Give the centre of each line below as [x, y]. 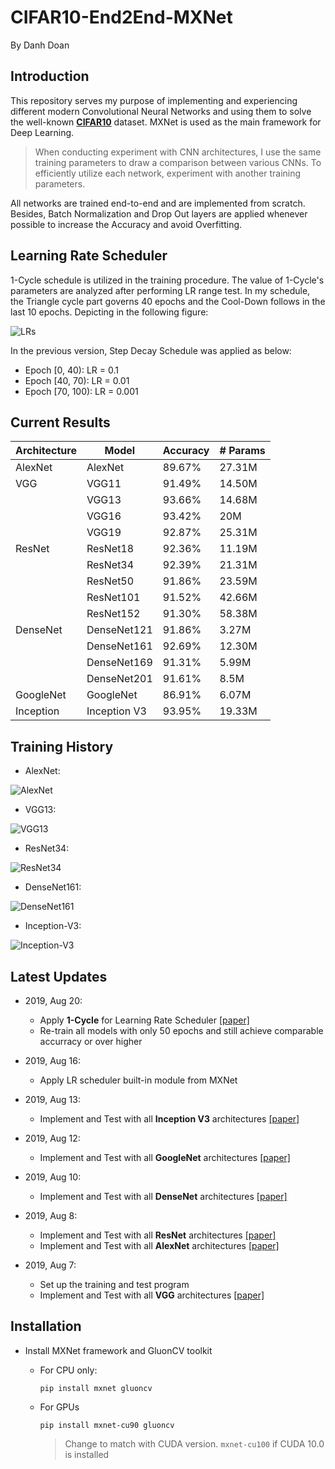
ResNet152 [113, 614]
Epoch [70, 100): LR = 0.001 [81, 391]
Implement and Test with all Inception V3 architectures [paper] [169, 1119]
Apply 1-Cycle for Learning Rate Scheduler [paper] [144, 1020]
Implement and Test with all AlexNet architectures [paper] [159, 1245]
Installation [46, 1326]
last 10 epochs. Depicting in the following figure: [109, 312]
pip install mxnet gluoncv [96, 1388]
